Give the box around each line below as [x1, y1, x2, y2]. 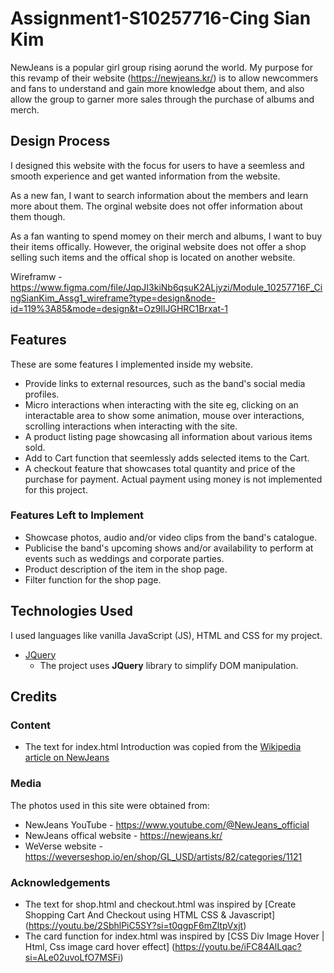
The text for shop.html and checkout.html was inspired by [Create [24, 898, 297, 910]
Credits [10, 688, 58, 706]
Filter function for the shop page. [24, 573, 162, 586]
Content [10, 718, 52, 732]
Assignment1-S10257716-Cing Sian [10, 7, 312, 30]
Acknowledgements [10, 875, 111, 889]
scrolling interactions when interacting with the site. [24, 420, 238, 432]
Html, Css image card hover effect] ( [24, 940, 176, 952]
